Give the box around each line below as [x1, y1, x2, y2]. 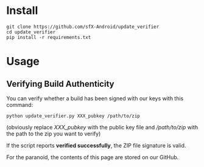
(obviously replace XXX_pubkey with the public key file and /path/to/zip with [6, 123, 199, 131]
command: [6, 101, 33, 108]
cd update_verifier [6, 29, 56, 35]
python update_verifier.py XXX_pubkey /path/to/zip [6, 113, 140, 119]
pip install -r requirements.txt [6, 34, 91, 40]
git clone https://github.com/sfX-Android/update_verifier [6, 24, 160, 30]
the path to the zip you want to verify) [6, 130, 101, 137]
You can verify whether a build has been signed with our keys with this [6, 95, 184, 102]
